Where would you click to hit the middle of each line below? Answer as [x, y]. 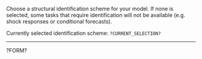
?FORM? [17, 50]
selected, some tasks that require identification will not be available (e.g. [96, 15]
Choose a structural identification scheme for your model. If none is [90, 9]
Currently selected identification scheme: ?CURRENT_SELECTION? [84, 33]
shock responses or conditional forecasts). [59, 21]
